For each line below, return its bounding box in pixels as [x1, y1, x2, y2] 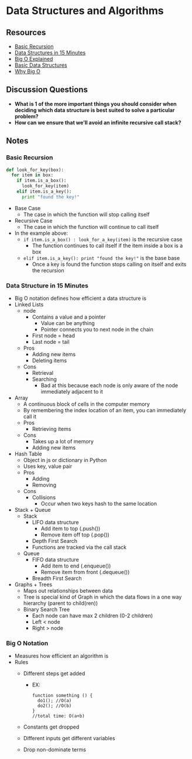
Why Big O [14, 68, 41, 74]
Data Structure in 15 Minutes [6, 281, 89, 289]
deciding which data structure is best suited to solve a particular [14, 107, 175, 114]
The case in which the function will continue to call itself [23, 223, 159, 230]
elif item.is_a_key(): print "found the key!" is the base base [23, 254, 180, 261]
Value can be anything [40, 320, 95, 327]
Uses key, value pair [23, 463, 73, 470]
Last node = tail [32, 339, 70, 346]
